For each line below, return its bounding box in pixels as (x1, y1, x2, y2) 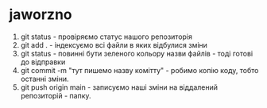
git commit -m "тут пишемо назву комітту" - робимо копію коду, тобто (20, 65, 259, 75)
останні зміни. (20, 74, 70, 83)
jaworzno (9, 6, 72, 24)
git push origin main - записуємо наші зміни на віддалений (20, 82, 218, 92)
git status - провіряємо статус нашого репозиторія (20, 32, 193, 41)
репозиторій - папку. (20, 91, 91, 100)
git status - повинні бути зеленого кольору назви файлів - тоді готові (20, 48, 253, 58)
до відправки (20, 57, 66, 67)
